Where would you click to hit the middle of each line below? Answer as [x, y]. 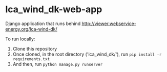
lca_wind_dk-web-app [54, 9]
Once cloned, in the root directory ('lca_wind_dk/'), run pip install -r [87, 54]
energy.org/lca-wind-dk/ [31, 29]
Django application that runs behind [43, 23]
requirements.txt [31, 59]
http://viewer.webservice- [109, 23]
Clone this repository [35, 49]
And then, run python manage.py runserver [58, 64]
